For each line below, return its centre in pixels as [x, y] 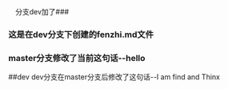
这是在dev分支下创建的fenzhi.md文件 [81, 34]
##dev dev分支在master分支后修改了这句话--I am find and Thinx [114, 77]
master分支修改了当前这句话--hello [77, 58]
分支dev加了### [42, 12]
